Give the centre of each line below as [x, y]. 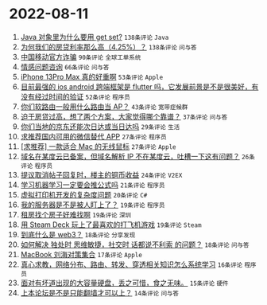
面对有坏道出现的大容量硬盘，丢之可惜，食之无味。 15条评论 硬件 [124, 283]
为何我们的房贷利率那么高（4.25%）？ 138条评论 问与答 [108, 47]
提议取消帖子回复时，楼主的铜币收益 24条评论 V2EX [101, 174]
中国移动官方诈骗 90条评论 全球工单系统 [81, 57]
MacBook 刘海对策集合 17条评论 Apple [81, 254]
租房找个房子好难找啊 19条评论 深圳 [76, 214]
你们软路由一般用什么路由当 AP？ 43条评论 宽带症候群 [104, 106]
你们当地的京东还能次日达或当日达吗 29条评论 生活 [100, 126]
